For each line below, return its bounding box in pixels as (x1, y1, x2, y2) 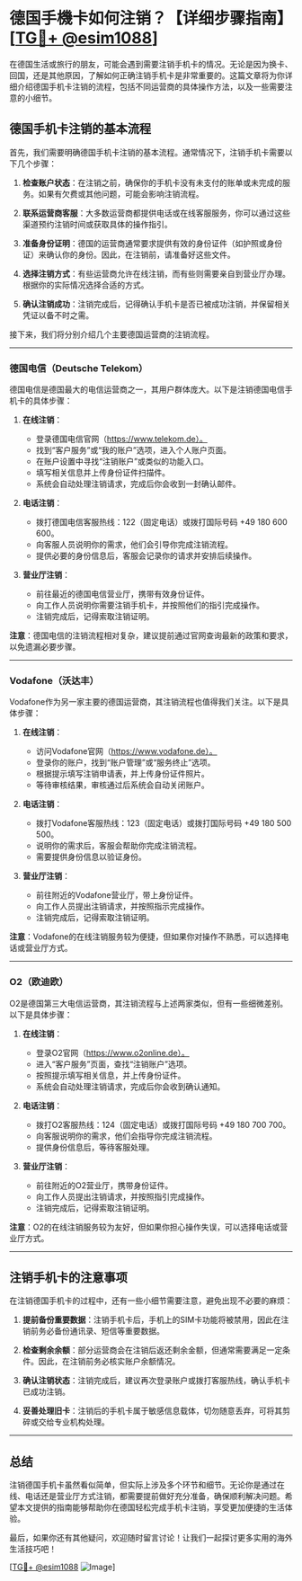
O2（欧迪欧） (9, 976, 69, 989)
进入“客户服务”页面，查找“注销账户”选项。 (35, 1058, 192, 1070)
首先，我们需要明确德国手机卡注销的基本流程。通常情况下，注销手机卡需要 (9, 147, 285, 157)
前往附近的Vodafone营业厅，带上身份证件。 (35, 890, 198, 901)
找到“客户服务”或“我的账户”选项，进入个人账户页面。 (35, 445, 232, 456)
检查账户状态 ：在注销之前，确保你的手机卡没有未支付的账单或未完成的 (22, 177, 283, 188)
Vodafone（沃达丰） (9, 674, 99, 687)
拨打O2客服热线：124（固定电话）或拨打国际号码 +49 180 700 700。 (35, 1119, 291, 1130)
